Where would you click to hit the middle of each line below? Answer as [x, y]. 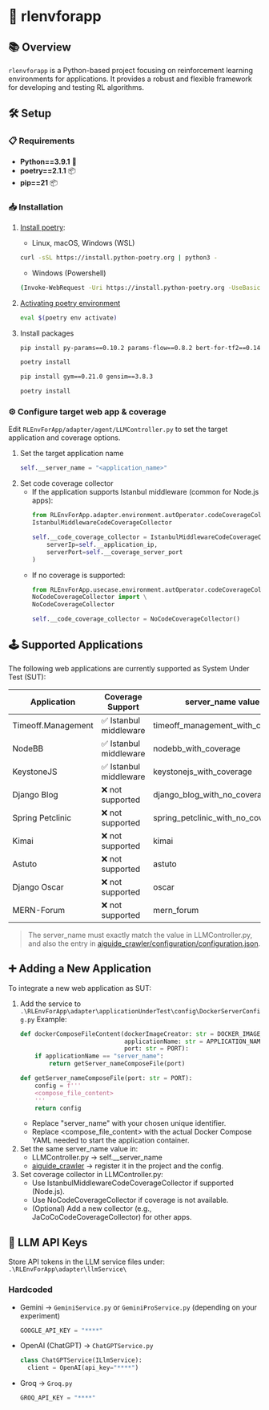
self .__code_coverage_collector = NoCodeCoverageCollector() [136, 619]
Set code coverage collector [66, 483]
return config [58, 1108]
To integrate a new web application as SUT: [80, 988]
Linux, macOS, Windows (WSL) [83, 242]
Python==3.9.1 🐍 [48, 161]
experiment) [40, 1315]
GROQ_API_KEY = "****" [58, 1398]
